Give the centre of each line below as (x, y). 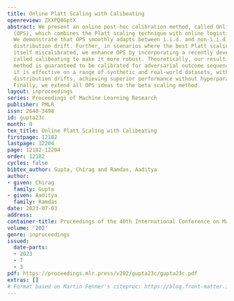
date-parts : (31, 248)
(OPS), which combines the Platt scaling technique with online (109, 33)
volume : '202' (28, 228)
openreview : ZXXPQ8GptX (42, 20)
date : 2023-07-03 (32, 209)
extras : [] (23, 280)
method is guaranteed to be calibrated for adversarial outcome (109, 66)
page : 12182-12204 (34, 150)
